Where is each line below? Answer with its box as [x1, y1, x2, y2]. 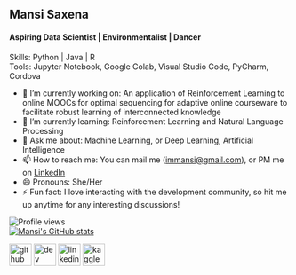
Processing [21, 125, 64, 136]
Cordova [9, 70, 42, 81]
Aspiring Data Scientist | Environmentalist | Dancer [9, 31, 202, 43]
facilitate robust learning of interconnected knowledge [21, 106, 221, 117]
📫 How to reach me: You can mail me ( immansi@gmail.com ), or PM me [21, 154, 284, 165]
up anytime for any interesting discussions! [21, 199, 180, 209]
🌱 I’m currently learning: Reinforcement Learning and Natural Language [21, 115, 284, 127]
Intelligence [21, 144, 65, 154]
